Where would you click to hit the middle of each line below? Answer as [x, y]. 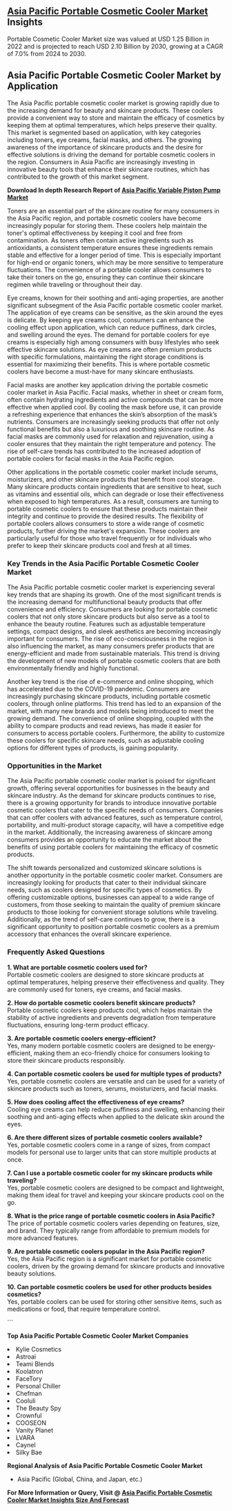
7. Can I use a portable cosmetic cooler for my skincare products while [110, 1173]
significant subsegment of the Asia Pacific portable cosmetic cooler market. [115, 305]
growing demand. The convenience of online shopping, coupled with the [110, 718]
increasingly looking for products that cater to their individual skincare [107, 883]
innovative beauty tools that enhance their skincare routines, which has [109, 169]
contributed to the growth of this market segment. [78, 177]
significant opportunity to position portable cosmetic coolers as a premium [113, 927]
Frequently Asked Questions [56, 952]
